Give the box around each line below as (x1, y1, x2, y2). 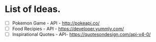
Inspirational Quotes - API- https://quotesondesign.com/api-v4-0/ (12, 31, 151, 37)
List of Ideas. (5, 3, 61, 15)
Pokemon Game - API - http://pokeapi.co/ (12, 20, 100, 26)
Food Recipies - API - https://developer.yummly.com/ (12, 26, 124, 31)
